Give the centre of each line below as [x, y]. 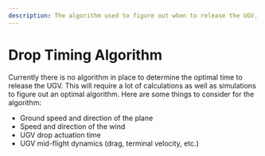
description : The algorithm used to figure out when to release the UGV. [133, 16]
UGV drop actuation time [60, 135]
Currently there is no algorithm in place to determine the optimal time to [125, 77]
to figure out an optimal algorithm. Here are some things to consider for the [131, 94]
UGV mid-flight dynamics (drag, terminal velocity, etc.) [109, 143]
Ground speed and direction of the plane [86, 118]
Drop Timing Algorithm [86, 55]
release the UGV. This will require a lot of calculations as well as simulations [132, 85]
